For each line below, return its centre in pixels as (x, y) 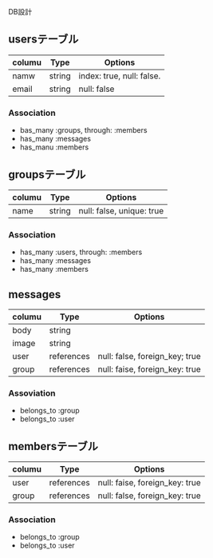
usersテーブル (43, 40)
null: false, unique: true (121, 210)
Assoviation (32, 393)
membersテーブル (53, 446)
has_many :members (54, 269)
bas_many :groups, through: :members (83, 130)
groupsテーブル (47, 174)
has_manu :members (54, 147)
